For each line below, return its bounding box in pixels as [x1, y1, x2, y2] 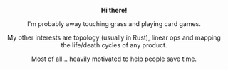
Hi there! [100, 6, 128, 14]
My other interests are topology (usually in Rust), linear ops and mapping [7, 33, 221, 42]
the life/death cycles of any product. [61, 41, 167, 49]
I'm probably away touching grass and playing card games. [27, 20, 201, 28]
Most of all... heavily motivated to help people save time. [31, 54, 197, 63]
